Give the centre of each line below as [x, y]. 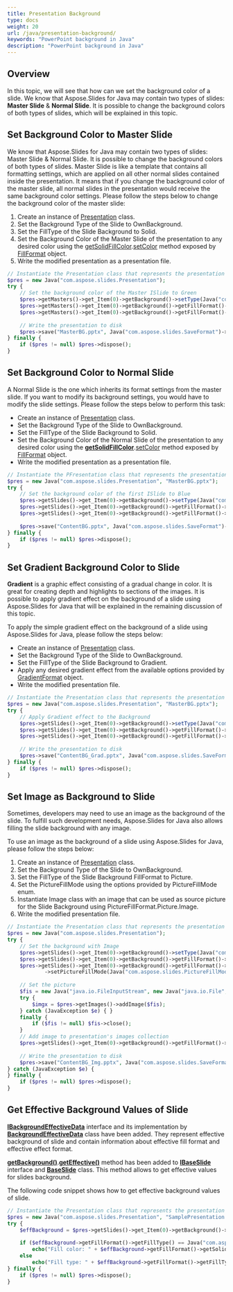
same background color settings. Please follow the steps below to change [113, 196]
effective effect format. [40, 1149]
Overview [29, 74]
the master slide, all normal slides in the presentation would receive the [109, 188]
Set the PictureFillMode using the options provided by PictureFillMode [117, 885]
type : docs [23, 20]
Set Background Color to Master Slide [90, 135]
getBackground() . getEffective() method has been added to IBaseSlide [109, 1162]
